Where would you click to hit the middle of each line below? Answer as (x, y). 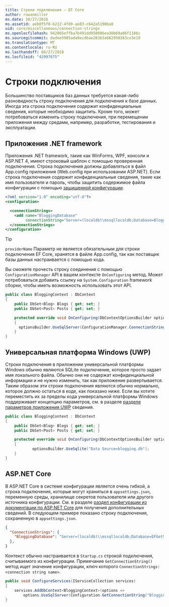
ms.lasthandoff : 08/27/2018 (35, 52)
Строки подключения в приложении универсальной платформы (74, 364)
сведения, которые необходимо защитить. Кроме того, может (72, 112)
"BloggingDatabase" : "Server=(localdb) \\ (58, 537)
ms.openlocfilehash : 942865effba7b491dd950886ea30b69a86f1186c (73, 33)
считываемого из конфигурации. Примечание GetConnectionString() (79, 561)
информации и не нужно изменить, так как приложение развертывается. (84, 380)
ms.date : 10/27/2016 (27, 19)
